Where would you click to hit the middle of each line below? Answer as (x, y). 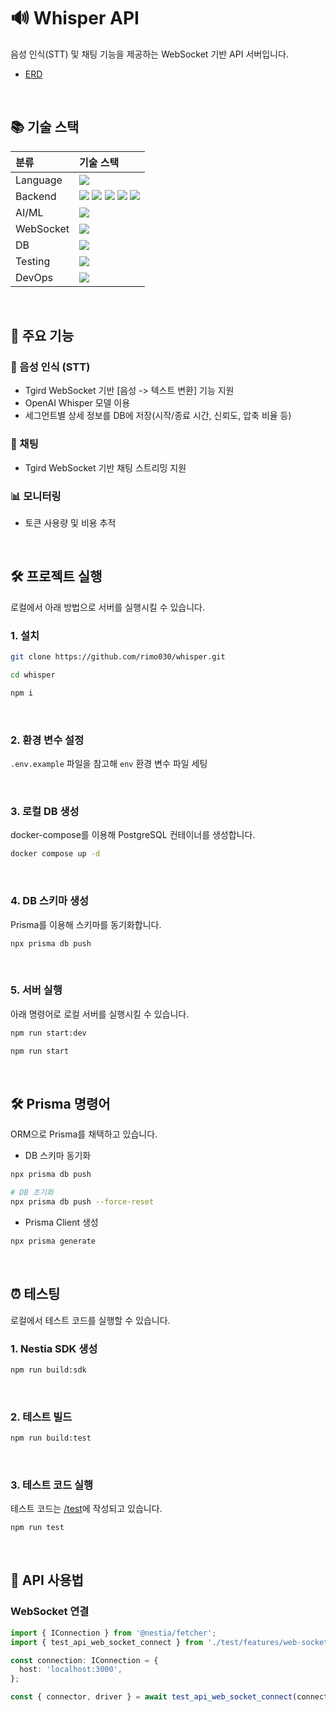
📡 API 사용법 (47, 1580)
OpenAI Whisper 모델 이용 (77, 403)
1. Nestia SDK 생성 (54, 1348)
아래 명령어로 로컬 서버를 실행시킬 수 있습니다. (100, 1014)
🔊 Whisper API (75, 18)
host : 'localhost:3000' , (71, 1670)
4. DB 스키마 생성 (49, 901)
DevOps (34, 277)
